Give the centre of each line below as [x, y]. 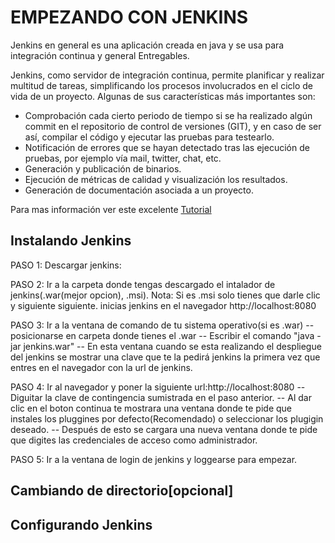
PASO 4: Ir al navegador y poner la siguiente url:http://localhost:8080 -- [158, 387]
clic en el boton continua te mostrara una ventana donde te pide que [151, 408]
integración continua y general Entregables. [100, 55]
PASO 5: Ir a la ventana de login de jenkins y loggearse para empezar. [154, 459]
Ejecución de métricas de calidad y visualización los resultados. [156, 179]
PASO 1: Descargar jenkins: [66, 265]
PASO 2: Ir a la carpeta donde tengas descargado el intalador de [143, 284]
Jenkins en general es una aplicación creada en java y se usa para [147, 45]
